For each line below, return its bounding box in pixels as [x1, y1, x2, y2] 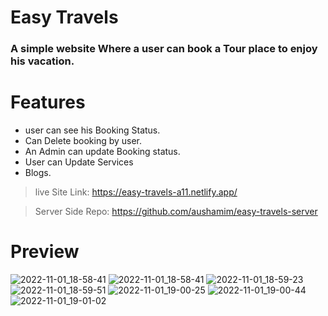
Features [10, 91, 86, 114]
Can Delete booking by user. [24, 135, 143, 147]
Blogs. [24, 167, 52, 179]
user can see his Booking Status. [24, 124, 161, 136]
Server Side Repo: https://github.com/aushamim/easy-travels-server [34, 206, 318, 218]
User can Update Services [24, 156, 134, 168]
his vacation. [10, 54, 75, 68]
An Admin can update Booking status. [24, 146, 181, 158]
